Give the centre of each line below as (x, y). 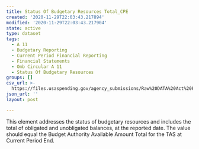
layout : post (22, 99)
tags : (13, 39)
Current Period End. (31, 140)
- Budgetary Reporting (39, 50)
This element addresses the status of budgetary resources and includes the (99, 121)
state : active (24, 28)
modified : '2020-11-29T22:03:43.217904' (57, 22)
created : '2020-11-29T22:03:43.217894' (55, 17)
